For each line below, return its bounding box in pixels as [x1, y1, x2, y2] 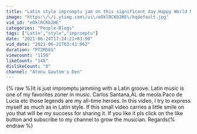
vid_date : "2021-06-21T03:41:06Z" [6, 42, 91, 48]
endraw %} [6, 122, 33, 129]
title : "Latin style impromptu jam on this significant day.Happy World [6, 8, 188, 15]
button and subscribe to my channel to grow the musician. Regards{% [6, 116, 175, 123]
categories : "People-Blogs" [6, 25, 75, 31]
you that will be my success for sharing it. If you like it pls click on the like [6, 110, 184, 117]
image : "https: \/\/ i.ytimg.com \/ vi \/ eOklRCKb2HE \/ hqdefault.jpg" [6, 14, 169, 20]
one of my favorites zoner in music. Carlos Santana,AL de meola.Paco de [6, 91, 183, 98]
